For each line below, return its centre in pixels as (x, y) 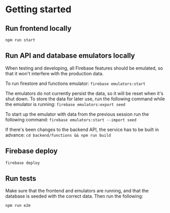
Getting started (38, 9)
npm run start (20, 40)
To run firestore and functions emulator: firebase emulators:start (76, 83)
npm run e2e (18, 206)
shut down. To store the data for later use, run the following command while (85, 99)
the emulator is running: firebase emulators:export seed (65, 104)
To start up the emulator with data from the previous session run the (77, 114)
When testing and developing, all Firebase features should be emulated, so (84, 68)
